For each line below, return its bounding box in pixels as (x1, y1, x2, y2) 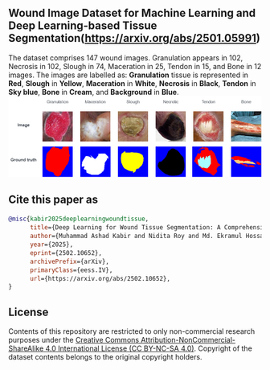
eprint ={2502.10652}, (29, 249, 103, 257)
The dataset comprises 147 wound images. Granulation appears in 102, (8, 52, 243, 63)
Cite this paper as (8, 193, 99, 207)
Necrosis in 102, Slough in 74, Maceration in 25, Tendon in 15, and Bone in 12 (8, 61, 262, 71)
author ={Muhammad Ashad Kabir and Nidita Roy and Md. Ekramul (29, 232, 243, 240)
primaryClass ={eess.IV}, (29, 265, 113, 274)
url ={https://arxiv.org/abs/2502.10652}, (29, 274, 171, 282)
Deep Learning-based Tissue (8, 19, 157, 33)
